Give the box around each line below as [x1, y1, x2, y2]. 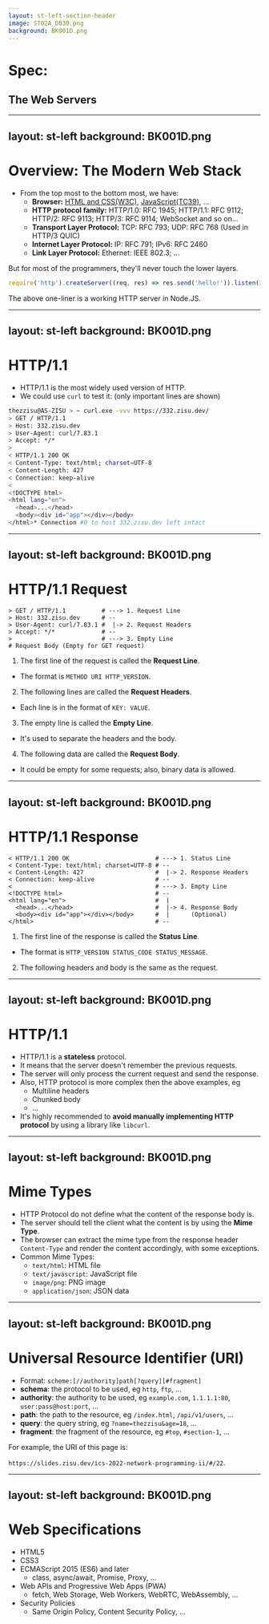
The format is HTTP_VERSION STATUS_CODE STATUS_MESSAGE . [19, 947, 208, 957]
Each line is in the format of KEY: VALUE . [19, 703, 151, 712]
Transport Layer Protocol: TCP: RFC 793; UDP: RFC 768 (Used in [31, 222, 248, 232]
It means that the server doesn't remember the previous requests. [19, 1060, 238, 1070]
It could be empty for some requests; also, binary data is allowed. [19, 765, 236, 775]
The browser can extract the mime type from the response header [19, 1235, 239, 1245]
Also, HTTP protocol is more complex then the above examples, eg [19, 1077, 241, 1087]
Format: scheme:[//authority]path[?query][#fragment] [19, 1375, 202, 1385]
